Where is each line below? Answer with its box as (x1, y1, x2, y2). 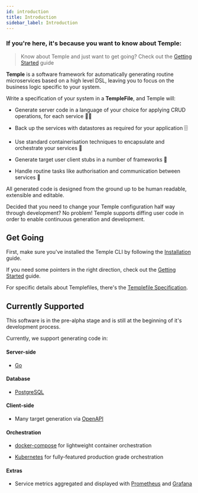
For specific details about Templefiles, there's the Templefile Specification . (6, 284, 188, 291)
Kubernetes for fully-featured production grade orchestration (14, 453, 164, 460)
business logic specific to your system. (6, 83, 102, 90)
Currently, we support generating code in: (6, 335, 108, 342)
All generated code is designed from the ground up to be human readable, (6, 185, 187, 192)
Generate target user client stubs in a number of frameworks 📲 (14, 155, 167, 163)
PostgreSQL (14, 388, 44, 395)
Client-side (6, 402, 34, 409)
